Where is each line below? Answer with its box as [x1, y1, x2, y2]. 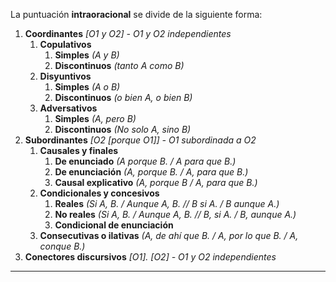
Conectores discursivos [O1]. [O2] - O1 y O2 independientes [24, 251, 277, 263]
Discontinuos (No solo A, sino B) [54, 124, 192, 135]
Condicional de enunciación [54, 219, 174, 231]
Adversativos [39, 102, 98, 114]
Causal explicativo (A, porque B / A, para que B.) [54, 177, 258, 188]
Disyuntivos [39, 70, 92, 82]
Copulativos [39, 39, 92, 50]
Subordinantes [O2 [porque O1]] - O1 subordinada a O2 [24, 134, 257, 146]
